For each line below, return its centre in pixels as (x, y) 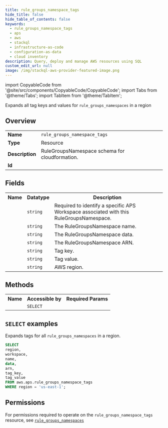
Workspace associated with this (91, 211)
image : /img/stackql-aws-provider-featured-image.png (62, 71)
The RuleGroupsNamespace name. (95, 226)
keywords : (15, 24)
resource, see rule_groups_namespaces (44, 420)
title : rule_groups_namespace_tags (42, 10)
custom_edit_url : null (29, 66)
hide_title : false (24, 15)
